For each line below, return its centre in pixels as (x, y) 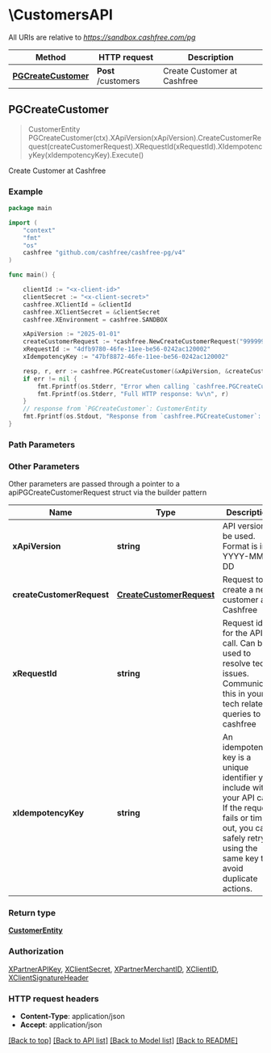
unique (236, 768)
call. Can (239, 643)
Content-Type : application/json (72, 1017)
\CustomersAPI (60, 15)
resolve (236, 663)
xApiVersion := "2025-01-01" (72, 334)
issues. (236, 674)
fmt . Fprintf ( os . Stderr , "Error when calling (113, 386)
